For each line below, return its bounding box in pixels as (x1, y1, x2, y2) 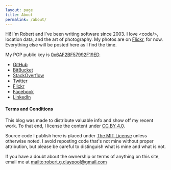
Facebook (12, 89, 34, 95)
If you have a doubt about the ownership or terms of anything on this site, (5, 153, 160, 159)
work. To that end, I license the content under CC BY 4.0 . (5, 123, 125, 129)
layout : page (5, 7, 33, 13)
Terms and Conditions (5, 106, 54, 112)
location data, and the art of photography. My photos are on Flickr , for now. (5, 36, 163, 42)
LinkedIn (12, 94, 31, 100)
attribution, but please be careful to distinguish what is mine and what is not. (5, 143, 166, 150)
